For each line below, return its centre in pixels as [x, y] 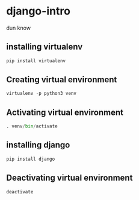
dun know [19, 28]
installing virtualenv [45, 47]
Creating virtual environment [62, 80]
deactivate [20, 192]
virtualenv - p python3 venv [42, 94]
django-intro [39, 11]
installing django [38, 145]
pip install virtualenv [36, 61]
